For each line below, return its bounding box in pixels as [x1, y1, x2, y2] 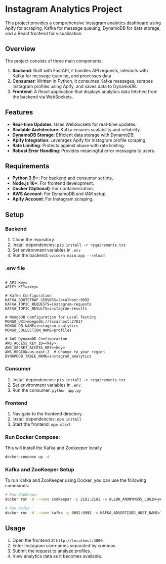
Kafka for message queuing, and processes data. [12, 73, 113, 79]
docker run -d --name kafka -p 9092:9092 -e [5, 511, 98, 515]
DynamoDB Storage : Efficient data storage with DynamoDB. [12, 132, 135, 138]
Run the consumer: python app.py [12, 387, 82, 393]
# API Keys [5, 280, 28, 285]
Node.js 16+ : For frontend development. [12, 180, 94, 186]
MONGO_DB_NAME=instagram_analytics [5, 323, 79, 329]
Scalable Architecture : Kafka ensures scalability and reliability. [12, 126, 141, 132]
